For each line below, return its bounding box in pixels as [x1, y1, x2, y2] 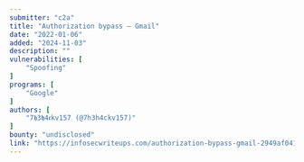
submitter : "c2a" [9, 13, 75, 22]
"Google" [25, 88, 59, 97]
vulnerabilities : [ [9, 55, 83, 64]
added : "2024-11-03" [9, 38, 88, 48]
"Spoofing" [25, 64, 67, 73]
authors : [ [9, 105, 51, 114]
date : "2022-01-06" [9, 30, 83, 39]
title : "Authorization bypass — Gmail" [9, 22, 160, 31]
